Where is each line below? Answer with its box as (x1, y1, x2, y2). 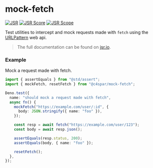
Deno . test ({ (5, 90, 30, 96)
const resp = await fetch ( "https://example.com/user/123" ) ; (14, 122, 140, 128)
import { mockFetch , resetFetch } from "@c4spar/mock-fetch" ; (5, 82, 135, 87)
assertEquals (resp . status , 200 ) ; (14, 135, 83, 141)
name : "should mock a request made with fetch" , (9, 95, 111, 100)
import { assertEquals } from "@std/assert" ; (5, 77, 100, 82)
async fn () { (9, 100, 36, 104)
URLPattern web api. (5, 34, 47, 40)
